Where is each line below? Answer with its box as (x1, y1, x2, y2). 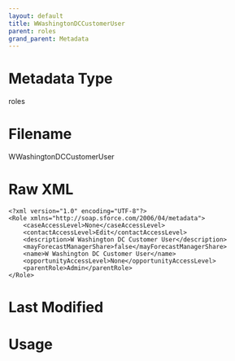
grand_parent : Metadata (8, 34, 89, 43)
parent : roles (8, 27, 57, 35)
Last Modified (8, 298, 104, 317)
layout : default (8, 11, 63, 20)
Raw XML (8, 180, 74, 199)
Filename (8, 125, 72, 143)
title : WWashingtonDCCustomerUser (8, 20, 126, 28)
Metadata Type (8, 70, 113, 88)
